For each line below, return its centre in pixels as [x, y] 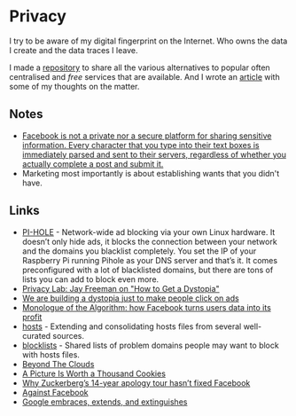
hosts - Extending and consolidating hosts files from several [132, 326]
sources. [69, 335]
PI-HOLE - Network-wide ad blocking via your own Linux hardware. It [148, 232]
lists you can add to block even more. [90, 279]
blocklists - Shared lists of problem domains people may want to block [150, 345]
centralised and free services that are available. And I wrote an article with [145, 76]
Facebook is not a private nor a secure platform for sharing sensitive [147, 136]
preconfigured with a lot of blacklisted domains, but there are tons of [148, 270]
